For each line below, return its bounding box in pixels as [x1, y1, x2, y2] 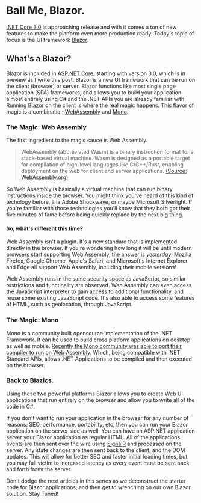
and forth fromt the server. [6, 465, 72, 472]
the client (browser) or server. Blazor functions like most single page [6, 82, 176, 90]
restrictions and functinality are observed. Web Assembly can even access [6, 282, 192, 289]
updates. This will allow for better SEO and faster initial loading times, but [6, 453, 188, 460]
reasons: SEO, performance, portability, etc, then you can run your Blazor [6, 421, 188, 428]
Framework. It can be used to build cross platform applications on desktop [6, 336, 191, 343]
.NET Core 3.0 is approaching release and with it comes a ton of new [6, 23, 177, 31]
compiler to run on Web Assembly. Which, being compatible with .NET [6, 349, 181, 356]
